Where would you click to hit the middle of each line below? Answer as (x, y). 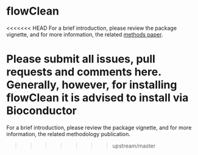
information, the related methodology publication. (69, 134)
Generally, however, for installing (92, 85)
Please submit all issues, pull (81, 59)
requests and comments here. (84, 72)
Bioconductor (42, 111)
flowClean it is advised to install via (97, 98)
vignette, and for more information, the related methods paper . (85, 34)
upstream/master (134, 146)
